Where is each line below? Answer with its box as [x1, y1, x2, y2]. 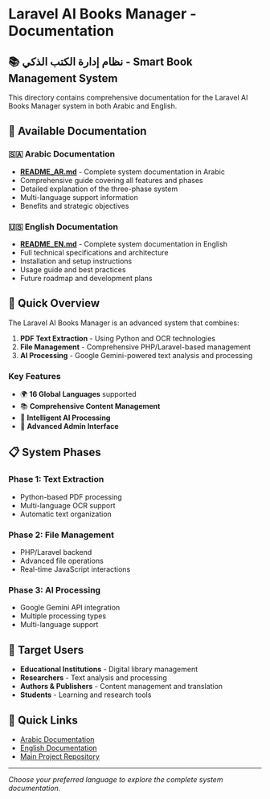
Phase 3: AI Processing [8, 585, 101, 595]
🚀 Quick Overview [8, 296, 100, 310]
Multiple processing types [19, 611, 107, 621]
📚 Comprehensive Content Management [19, 402, 161, 411]
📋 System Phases [8, 446, 102, 459]
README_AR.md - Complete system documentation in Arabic [19, 166, 225, 177]
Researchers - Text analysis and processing [19, 673, 167, 683]
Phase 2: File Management [8, 529, 115, 540]
